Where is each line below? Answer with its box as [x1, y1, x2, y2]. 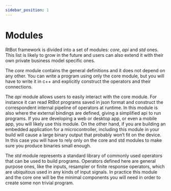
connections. [5, 83, 33, 90]
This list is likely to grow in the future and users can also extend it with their [5, 52, 164, 58]
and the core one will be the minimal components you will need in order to [5, 174, 161, 180]
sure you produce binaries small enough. [5, 142, 91, 148]
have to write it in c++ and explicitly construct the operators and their [5, 78, 151, 84]
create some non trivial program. [5, 180, 74, 186]
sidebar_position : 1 [5, 7, 50, 13]
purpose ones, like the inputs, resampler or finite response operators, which [5, 163, 165, 169]
